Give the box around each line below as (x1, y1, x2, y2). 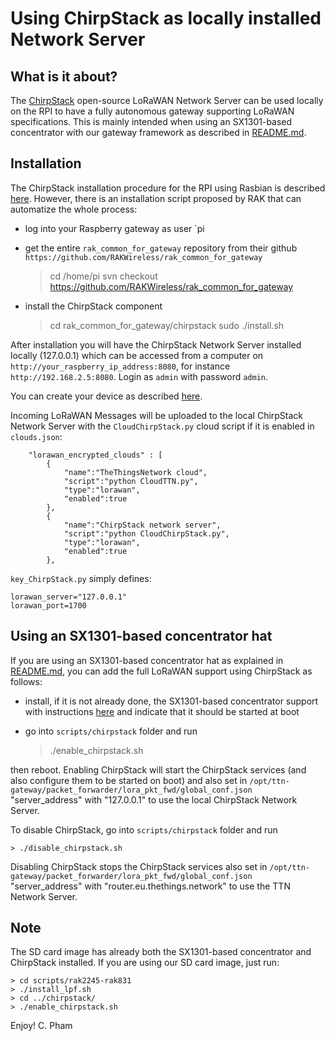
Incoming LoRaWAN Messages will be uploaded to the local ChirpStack (10, 409, 304, 421)
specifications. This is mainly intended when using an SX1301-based (10, 116, 293, 127)
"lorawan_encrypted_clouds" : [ (28, 450, 163, 460)
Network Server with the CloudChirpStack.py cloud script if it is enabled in (10, 420, 315, 432)
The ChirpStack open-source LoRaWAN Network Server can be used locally (10, 95, 324, 106)
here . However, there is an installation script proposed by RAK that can (10, 192, 302, 204)
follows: (10, 675, 43, 687)
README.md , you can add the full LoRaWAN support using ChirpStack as (10, 665, 313, 677)
